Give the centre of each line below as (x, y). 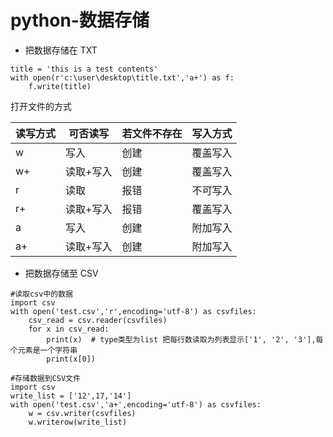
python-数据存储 (80, 20)
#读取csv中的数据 (41, 294)
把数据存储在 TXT (61, 50)
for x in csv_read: (69, 329)
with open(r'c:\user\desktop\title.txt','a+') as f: (122, 77)
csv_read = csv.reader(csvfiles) (98, 320)
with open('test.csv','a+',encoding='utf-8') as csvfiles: (136, 404)
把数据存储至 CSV (61, 273)
